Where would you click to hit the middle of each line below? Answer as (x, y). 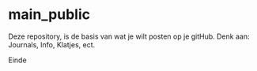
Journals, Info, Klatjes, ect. (52, 44)
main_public (49, 15)
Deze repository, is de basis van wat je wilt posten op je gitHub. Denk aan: (129, 36)
